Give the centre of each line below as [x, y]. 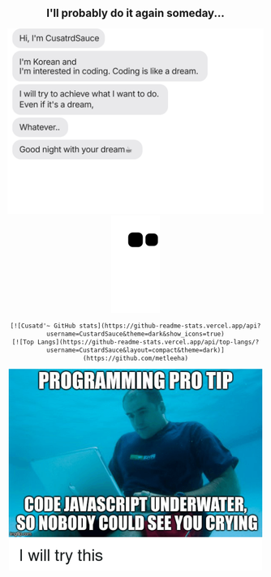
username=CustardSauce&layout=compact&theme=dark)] [135, 350]
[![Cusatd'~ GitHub [43, 326]
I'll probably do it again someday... [135, 13]
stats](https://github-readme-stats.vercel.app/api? [170, 326]
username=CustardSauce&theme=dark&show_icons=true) [135, 334]
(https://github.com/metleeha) [135, 358]
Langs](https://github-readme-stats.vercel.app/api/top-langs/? [148, 342]
